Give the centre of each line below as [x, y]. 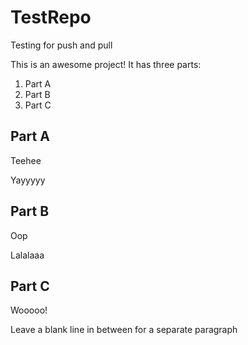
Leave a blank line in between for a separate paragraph [124, 330]
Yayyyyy [28, 180]
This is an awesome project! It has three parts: [106, 64]
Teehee [26, 160]
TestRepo [51, 17]
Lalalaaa [27, 255]
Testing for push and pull [61, 45]
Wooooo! [29, 310]
